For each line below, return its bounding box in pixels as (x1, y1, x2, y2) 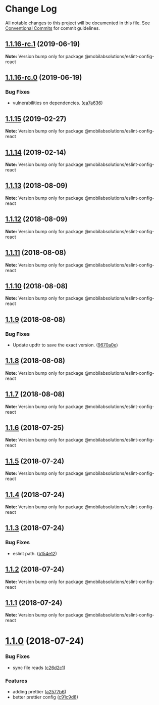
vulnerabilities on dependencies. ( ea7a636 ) (12, 100, 103, 106)
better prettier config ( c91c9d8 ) (12, 694, 78, 700)
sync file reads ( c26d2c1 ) (12, 665, 66, 671)
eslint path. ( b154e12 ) (12, 550, 57, 556)
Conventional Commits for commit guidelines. (5, 25, 100, 31)
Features (5, 677, 28, 684)
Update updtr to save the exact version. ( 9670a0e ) (12, 342, 118, 348)
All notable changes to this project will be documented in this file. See (5, 20, 150, 26)
